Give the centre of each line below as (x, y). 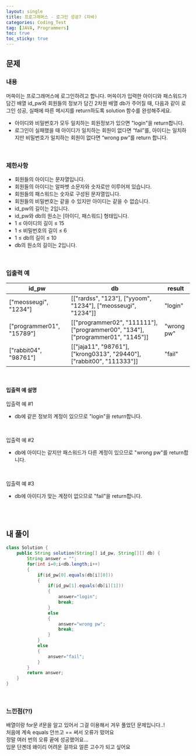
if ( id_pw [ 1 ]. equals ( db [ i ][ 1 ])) (86, 586)
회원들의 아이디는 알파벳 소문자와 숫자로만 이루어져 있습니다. (83, 186)
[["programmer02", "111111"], (114, 322)
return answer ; (45, 673)
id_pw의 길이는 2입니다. (42, 208)
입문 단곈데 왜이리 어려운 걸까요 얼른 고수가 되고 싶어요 (68, 747)
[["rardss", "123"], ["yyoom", (111, 298)
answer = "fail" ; (66, 657)
